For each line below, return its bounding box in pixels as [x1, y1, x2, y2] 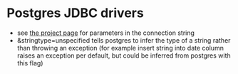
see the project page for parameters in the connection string [16, 28, 195, 37]
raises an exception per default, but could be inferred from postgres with [16, 51, 231, 60]
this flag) [16, 58, 43, 67]
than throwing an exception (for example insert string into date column [16, 43, 224, 52]
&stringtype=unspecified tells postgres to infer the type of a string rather [16, 36, 231, 44]
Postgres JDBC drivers [6, 5, 144, 21]
